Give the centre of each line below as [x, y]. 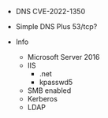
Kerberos [42, 99]
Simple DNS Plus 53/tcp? [56, 26]
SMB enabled [49, 90]
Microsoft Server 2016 [63, 57]
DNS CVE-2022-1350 [50, 11]
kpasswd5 [56, 82]
